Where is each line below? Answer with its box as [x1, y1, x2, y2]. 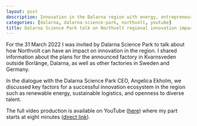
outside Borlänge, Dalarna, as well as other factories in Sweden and [6, 60, 170, 67]
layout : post [6, 8, 38, 15]
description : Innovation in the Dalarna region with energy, [6, 14, 159, 20]
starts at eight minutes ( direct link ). [6, 114, 91, 121]
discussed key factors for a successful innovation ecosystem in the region [6, 83, 186, 91]
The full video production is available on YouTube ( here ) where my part [6, 107, 178, 114]
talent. [6, 96, 22, 103]
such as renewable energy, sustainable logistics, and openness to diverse [6, 90, 185, 97]
